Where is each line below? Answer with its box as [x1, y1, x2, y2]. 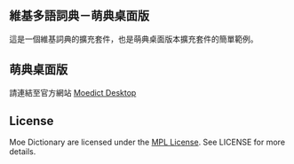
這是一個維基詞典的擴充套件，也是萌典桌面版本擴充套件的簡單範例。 [9, 34, 258, 44]
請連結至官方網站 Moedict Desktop [9, 87, 137, 98]
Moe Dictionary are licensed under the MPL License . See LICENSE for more [9, 137, 286, 148]
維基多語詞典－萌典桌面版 [9, 8, 149, 24]
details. [9, 146, 36, 157]
